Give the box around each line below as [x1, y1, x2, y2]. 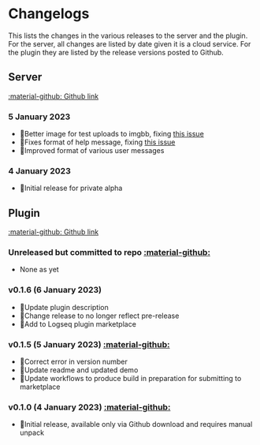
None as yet [19, 265, 59, 275]
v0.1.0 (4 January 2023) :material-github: [8, 402, 171, 413]
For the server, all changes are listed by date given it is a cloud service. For [8, 39, 251, 48]
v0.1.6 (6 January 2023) [8, 285, 102, 296]
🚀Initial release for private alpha [19, 183, 123, 193]
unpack [19, 428, 45, 438]
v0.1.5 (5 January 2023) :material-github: [8, 338, 171, 350]
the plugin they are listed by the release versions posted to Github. [8, 47, 225, 57]
